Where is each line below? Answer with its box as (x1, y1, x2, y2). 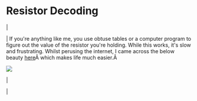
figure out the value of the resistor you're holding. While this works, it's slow (6, 41, 192, 48)
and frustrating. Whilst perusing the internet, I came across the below (6, 47, 175, 54)
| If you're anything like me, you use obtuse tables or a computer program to (6, 35, 192, 42)
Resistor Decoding (6, 4, 98, 18)
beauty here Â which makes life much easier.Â (6, 54, 117, 61)
